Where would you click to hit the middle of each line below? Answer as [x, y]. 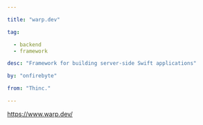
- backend [27, 45]
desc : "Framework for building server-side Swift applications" [102, 64]
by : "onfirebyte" [32, 76]
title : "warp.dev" [34, 19]
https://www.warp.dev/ [40, 114]
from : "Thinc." [29, 88]
